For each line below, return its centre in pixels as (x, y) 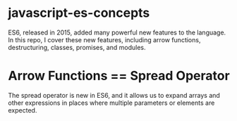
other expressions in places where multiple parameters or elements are (111, 103)
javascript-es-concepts (79, 13)
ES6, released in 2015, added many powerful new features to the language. (117, 32)
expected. (23, 110)
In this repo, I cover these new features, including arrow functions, (104, 39)
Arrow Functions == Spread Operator (119, 76)
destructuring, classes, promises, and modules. (77, 47)
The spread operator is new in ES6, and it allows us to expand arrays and (114, 95)
